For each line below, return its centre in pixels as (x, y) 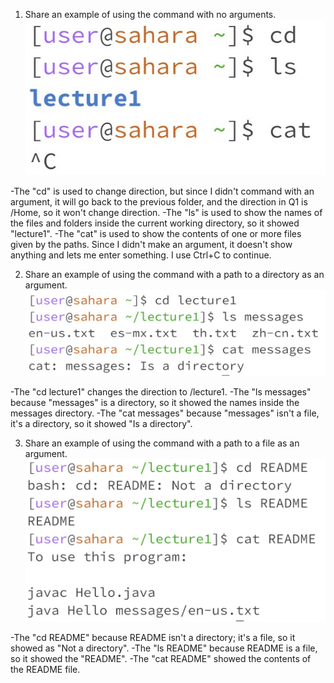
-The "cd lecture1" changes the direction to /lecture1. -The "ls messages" (161, 392)
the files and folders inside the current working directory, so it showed (155, 223)
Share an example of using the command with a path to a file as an (162, 443)
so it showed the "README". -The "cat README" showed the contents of (161, 658)
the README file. (45, 669)
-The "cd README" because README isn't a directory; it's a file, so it (153, 637)
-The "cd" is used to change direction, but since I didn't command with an (162, 191)
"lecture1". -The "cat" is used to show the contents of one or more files (156, 233)
